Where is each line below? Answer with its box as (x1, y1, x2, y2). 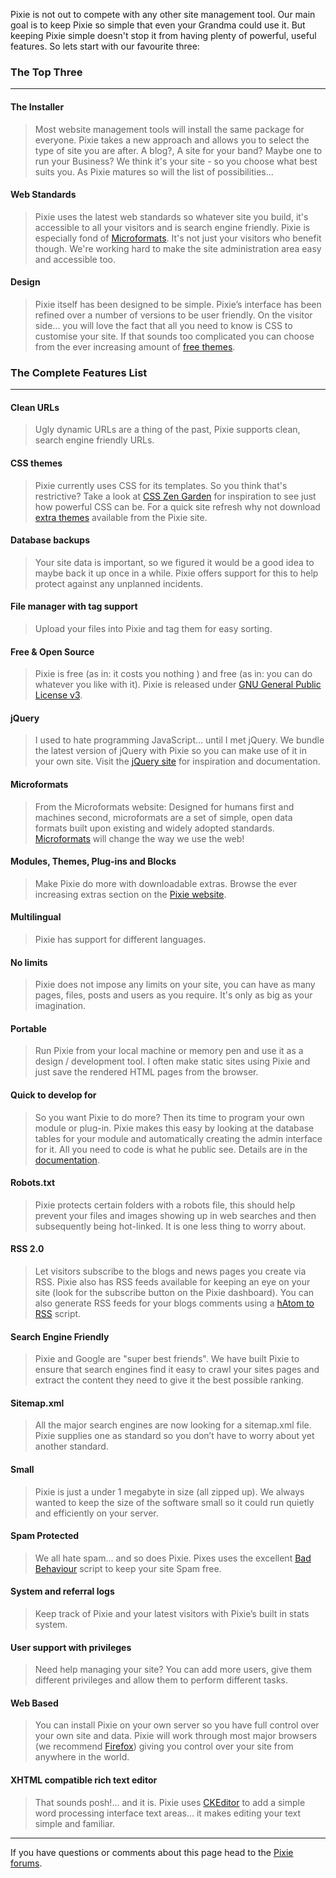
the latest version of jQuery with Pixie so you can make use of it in (34, 745, 307, 757)
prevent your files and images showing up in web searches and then (34, 1209, 317, 1221)
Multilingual (10, 911, 62, 923)
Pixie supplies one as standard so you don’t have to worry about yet (34, 1430, 315, 1442)
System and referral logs (10, 1585, 115, 1598)
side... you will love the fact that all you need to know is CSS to (34, 319, 293, 331)
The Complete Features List (10, 365, 148, 379)
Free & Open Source (10, 645, 95, 658)
